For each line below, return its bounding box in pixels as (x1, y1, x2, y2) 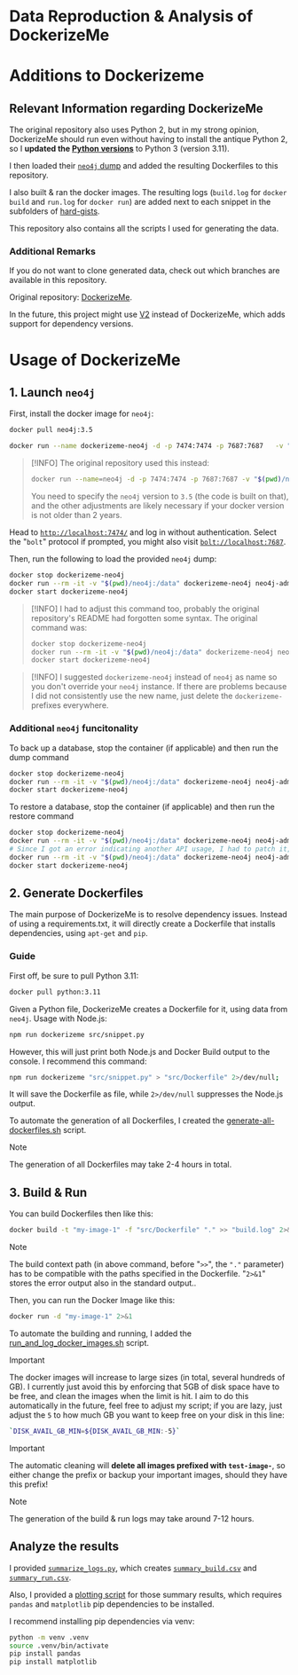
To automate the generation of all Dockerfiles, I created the (9, 1115, 224, 1126)
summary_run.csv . (9, 1572, 72, 1583)
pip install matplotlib (9, 1657, 98, 1667)
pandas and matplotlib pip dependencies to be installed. (9, 1599, 215, 1609)
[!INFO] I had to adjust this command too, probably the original (30, 603, 260, 614)
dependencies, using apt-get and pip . (9, 928, 148, 939)
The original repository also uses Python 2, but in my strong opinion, (9, 124, 259, 135)
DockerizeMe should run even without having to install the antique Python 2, (9, 134, 288, 145)
